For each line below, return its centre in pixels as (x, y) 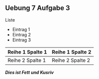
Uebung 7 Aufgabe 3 (38, 8)
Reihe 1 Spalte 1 (27, 52)
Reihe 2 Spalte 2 (71, 60)
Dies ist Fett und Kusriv (29, 72)
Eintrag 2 (22, 34)
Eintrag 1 (21, 29)
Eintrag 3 (22, 40)
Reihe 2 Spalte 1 (27, 60)
